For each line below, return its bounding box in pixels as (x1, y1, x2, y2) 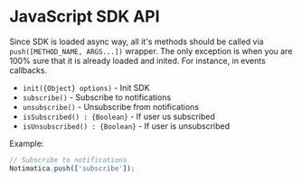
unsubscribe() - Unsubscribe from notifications (22, 101, 200, 112)
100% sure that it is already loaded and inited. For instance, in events (9, 55, 267, 66)
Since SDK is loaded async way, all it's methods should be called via (9, 36, 264, 47)
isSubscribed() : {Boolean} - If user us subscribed (22, 111, 215, 122)
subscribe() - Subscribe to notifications (22, 92, 172, 103)
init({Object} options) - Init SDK (22, 82, 151, 93)
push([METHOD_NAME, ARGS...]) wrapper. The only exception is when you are (9, 45, 293, 56)
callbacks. (9, 65, 48, 76)
